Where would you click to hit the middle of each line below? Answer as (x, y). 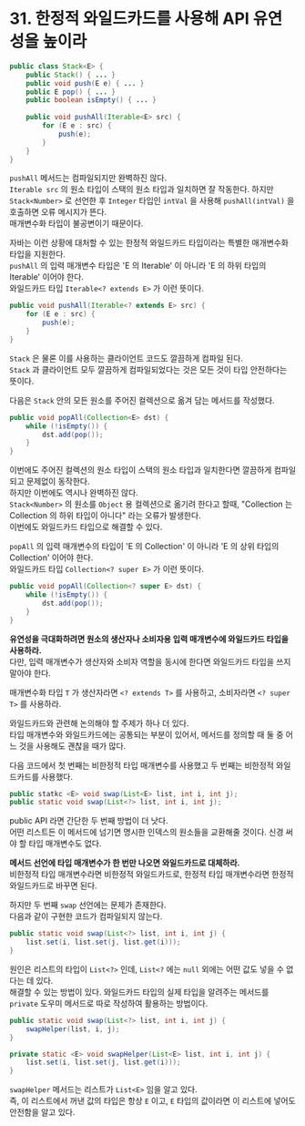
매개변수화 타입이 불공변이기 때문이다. (76, 223)
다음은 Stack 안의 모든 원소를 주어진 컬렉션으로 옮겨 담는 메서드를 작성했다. (142, 400)
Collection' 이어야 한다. (51, 558)
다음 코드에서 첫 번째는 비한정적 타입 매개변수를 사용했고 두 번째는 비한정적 (142, 765)
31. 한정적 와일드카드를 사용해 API (130, 19)
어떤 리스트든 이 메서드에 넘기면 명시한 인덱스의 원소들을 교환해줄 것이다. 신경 (147, 832)
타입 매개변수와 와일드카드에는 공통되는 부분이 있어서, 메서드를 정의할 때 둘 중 (147, 734)
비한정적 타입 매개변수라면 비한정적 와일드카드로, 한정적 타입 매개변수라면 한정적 (152, 875)
